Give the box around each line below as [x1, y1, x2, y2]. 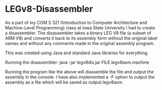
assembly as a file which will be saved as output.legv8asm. [5, 79, 124, 85]
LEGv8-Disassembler [5, 3, 93, 15]
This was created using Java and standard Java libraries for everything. [5, 50, 149, 56]
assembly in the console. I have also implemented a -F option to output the [5, 74, 155, 80]
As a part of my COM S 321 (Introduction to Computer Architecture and [5, 20, 147, 25]
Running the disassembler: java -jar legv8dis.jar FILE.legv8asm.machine [5, 59, 149, 65]
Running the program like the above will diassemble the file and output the [5, 68, 154, 74]
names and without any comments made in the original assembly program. [5, 40, 155, 46]
